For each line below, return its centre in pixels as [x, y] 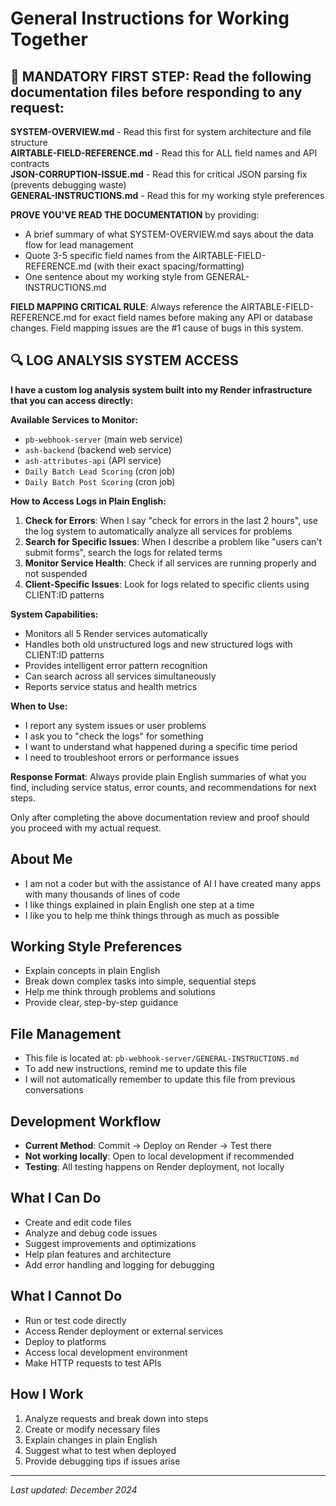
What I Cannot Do [66, 1296]
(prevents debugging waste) [68, 185]
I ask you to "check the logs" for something [114, 736]
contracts [30, 163]
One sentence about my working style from [114, 276]
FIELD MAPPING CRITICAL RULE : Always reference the [124, 306]
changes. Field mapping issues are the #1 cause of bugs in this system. [157, 328]
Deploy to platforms [65, 1341]
